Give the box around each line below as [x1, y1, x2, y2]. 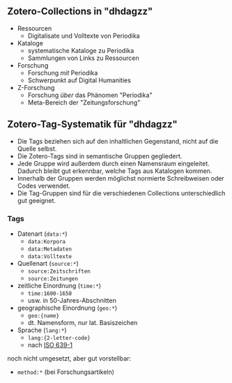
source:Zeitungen [27, 275, 79, 282]
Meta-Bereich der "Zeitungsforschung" [27, 98, 141, 107]
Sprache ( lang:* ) [17, 326, 68, 334]
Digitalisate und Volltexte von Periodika [27, 31, 141, 40]
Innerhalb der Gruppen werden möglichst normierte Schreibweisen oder [17, 174, 224, 182]
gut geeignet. [17, 196, 56, 204]
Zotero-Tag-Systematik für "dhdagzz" [7, 119, 178, 130]
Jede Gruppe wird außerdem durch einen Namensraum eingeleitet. [17, 159, 210, 167]
